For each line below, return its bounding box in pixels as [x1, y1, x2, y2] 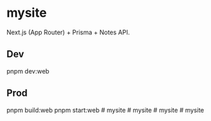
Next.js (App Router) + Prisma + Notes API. [6, 28, 130, 36]
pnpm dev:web [6, 66, 49, 75]
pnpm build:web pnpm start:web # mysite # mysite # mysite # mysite [6, 106, 205, 114]
